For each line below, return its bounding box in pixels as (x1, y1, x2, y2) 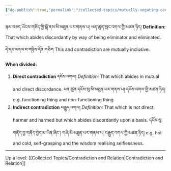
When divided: (5, 61, 37, 67)
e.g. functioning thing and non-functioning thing (12, 96, 113, 102)
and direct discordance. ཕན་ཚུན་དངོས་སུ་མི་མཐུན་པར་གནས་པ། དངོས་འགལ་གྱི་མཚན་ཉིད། (12, 86, 165, 92)
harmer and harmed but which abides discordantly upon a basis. (12, 117, 149, 123)
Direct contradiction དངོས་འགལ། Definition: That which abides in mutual (12, 73, 159, 79)
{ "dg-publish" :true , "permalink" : (5, 7, 76, 13)
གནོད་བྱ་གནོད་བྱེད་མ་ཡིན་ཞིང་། (12, 129, 61, 135)
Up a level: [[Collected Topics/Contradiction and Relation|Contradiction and (5, 155, 163, 161)
